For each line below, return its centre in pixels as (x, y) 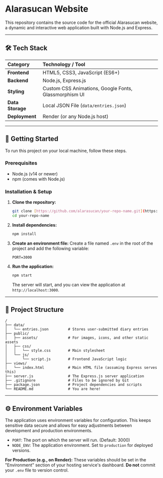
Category (19, 64)
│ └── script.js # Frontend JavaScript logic (66, 359)
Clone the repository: (34, 202)
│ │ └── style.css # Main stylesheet (55, 351)
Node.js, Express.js (64, 80)
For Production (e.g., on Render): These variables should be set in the (76, 460)
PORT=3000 (22, 257)
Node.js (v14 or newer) (35, 173)
